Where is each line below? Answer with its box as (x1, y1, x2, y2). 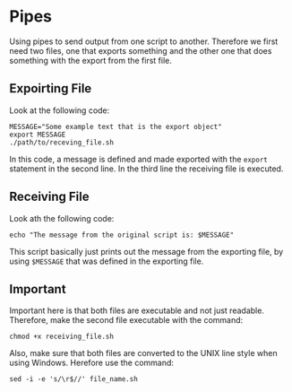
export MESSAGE (9, 130, 66, 139)
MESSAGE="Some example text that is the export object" (9, 122, 222, 131)
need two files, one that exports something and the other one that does (9, 45, 272, 56)
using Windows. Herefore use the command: (9, 357, 175, 369)
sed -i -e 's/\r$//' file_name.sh (9, 375, 139, 384)
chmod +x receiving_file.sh (9, 332, 115, 342)
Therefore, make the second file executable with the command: (9, 315, 244, 326)
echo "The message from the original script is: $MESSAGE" (9, 231, 235, 240)
